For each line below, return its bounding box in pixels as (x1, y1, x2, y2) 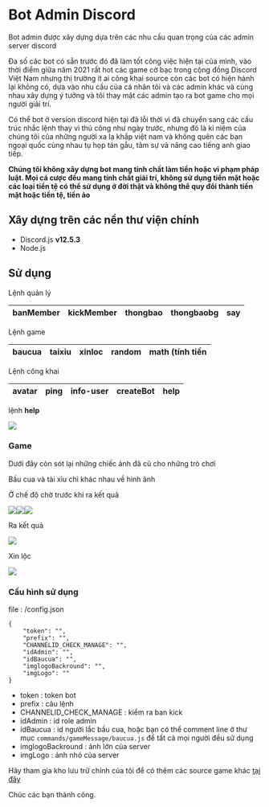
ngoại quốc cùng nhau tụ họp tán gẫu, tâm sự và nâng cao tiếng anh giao (8, 140, 251, 150)
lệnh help (8, 405, 40, 415)
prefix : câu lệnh (19, 699, 75, 709)
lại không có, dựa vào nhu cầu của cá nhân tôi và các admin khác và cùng (8, 82, 254, 92)
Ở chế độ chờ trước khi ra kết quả (8, 490, 119, 499)
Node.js (19, 243, 47, 252)
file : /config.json (8, 604, 64, 614)
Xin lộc (8, 551, 31, 560)
